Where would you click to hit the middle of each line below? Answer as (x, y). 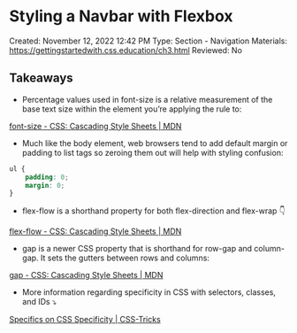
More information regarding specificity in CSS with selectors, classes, (149, 292)
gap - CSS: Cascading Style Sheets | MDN (86, 275)
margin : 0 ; (45, 185)
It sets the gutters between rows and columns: (125, 258)
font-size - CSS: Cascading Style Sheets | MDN (95, 126)
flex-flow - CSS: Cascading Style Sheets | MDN (95, 231)
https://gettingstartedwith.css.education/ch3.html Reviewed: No (126, 50)
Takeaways (41, 78)
